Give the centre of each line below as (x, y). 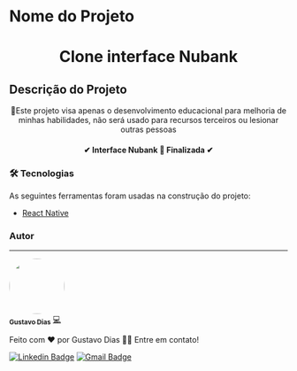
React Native (45, 213)
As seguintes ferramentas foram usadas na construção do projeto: (130, 196)
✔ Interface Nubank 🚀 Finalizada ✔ (148, 150)
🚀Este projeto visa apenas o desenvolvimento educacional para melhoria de (148, 111)
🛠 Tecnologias (42, 173)
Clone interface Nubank (148, 57)
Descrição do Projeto (68, 89)
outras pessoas (148, 129)
